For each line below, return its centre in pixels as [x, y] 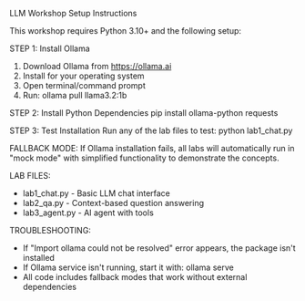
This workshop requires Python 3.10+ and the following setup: [126, 31]
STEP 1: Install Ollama [50, 48]
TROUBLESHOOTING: [50, 230]
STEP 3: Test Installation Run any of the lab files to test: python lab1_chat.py [151, 130]
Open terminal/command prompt [84, 85]
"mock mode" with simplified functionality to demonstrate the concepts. [144, 158]
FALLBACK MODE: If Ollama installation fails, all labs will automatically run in [152, 148]
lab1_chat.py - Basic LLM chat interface [97, 193]
